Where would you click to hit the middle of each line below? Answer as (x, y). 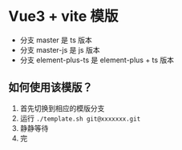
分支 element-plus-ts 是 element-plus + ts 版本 (97, 60)
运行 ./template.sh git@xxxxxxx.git (80, 118)
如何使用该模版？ (51, 87)
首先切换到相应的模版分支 (62, 108)
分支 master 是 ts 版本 (56, 40)
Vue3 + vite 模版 (63, 16)
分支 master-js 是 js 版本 (60, 49)
